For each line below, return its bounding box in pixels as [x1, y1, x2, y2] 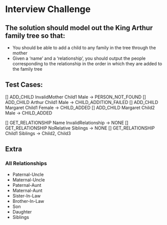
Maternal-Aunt [12, 187, 42, 193]
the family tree [12, 66, 42, 72]
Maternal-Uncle [12, 177, 45, 183]
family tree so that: [5, 31, 65, 40]
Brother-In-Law [12, 198, 44, 204]
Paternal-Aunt [12, 182, 41, 188]
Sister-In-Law [12, 192, 41, 199]
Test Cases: [5, 80, 43, 89]
